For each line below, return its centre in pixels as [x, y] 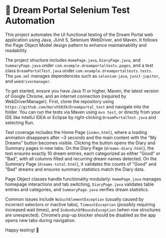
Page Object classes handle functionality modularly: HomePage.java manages [83, 179]
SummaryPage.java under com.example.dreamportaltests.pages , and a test [79, 65]
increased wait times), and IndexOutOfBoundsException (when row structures [83, 210]
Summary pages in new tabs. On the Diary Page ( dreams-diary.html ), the [80, 148]
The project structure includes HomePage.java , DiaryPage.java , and [73, 60]
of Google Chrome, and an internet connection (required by [66, 96]
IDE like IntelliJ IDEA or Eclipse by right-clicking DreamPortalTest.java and [81, 117]
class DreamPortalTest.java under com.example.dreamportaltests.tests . [79, 70]
